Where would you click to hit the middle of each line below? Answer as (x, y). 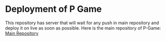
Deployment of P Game (54, 9)
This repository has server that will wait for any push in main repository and (82, 23)
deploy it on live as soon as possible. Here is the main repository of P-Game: (83, 28)
